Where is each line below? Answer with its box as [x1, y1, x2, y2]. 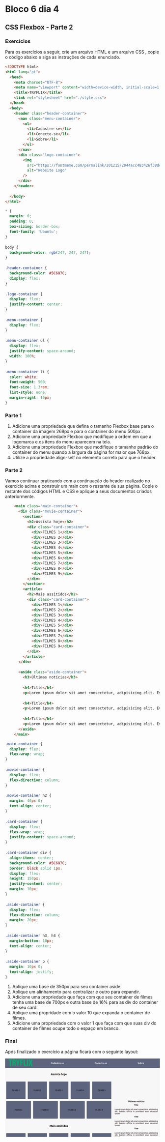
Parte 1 [5, 412, 22, 419]
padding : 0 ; [9, 219, 34, 224]
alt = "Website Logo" [27, 168, 67, 173]
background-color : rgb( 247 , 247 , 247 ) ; [9, 250, 91, 255]
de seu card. [12, 1004, 38, 1010]
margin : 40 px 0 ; [9, 798, 43, 803]
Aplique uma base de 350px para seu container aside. [12, 983, 122, 989]
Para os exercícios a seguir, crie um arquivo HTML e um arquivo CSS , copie [5, 49, 160, 55]
